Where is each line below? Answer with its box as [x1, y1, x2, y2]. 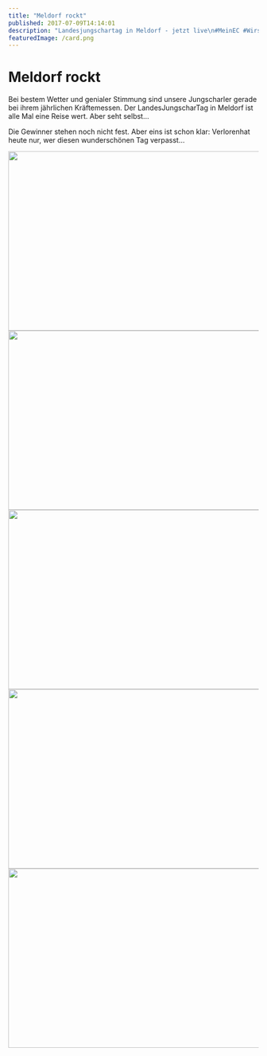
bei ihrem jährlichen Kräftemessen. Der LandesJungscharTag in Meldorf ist [8, 103, 253, 112]
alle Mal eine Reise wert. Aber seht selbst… [8, 112, 149, 121]
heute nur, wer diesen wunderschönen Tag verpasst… [8, 135, 185, 145]
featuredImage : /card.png [8, 33, 94, 42]
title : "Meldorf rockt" [8, 11, 87, 20]
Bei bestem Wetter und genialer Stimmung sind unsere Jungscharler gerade [8, 95, 257, 104]
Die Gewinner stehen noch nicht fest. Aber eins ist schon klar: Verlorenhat [8, 127, 250, 136]
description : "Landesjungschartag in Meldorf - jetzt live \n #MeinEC [8, 26, 240, 34]
